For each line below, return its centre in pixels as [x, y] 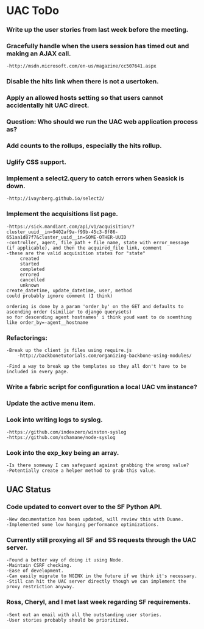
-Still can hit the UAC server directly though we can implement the [97, 582]
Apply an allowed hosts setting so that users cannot [85, 98]
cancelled [32, 280]
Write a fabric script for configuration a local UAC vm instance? [102, 387]
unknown [30, 285]
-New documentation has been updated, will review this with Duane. [95, 519]
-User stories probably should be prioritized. [68, 620]
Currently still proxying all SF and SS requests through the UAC [101, 539]
